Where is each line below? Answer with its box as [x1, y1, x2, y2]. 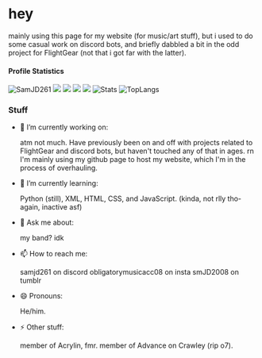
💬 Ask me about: [19, 217, 74, 227]
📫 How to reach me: [19, 249, 88, 259]
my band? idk [19, 233, 64, 243]
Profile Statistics [8, 66, 65, 75]
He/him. [19, 306, 46, 316]
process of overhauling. [19, 164, 98, 173]
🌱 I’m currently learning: [19, 179, 98, 188]
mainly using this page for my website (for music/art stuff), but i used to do [8, 31, 253, 40]
